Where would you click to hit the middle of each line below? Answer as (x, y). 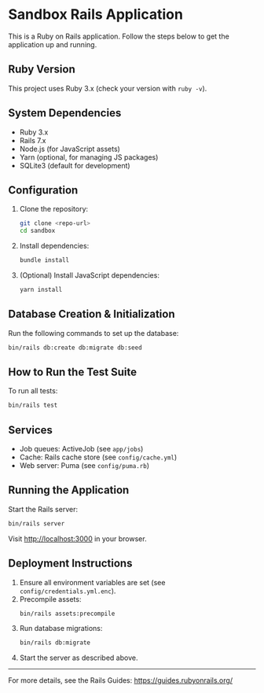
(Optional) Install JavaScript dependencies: (89, 275)
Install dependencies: (54, 246)
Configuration (43, 190)
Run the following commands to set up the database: (93, 333)
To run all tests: (33, 391)
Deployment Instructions (70, 564)
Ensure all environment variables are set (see (92, 582)
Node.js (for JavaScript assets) (70, 149)
